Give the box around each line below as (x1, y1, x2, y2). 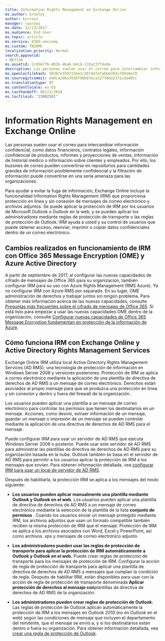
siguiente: (5, 482, 26, 488)
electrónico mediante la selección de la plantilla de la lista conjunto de (12, 507, 155, 513)
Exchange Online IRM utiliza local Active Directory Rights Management (5, 359, 148, 365)
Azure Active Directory (5, 259, 77, 268)
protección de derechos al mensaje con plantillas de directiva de (12, 584, 144, 590)
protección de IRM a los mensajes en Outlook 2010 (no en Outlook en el (12, 610, 158, 615)
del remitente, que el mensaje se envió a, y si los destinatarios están (12, 620, 151, 626)
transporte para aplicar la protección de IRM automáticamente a (12, 548, 146, 554)
